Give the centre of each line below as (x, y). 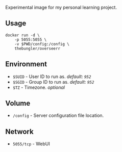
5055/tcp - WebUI (31, 144)
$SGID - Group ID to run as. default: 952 (53, 82)
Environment (26, 64)
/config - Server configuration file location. (58, 116)
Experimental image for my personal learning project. (61, 7)
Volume (18, 103)
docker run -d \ (22, 35)
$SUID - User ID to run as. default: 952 (52, 77)
